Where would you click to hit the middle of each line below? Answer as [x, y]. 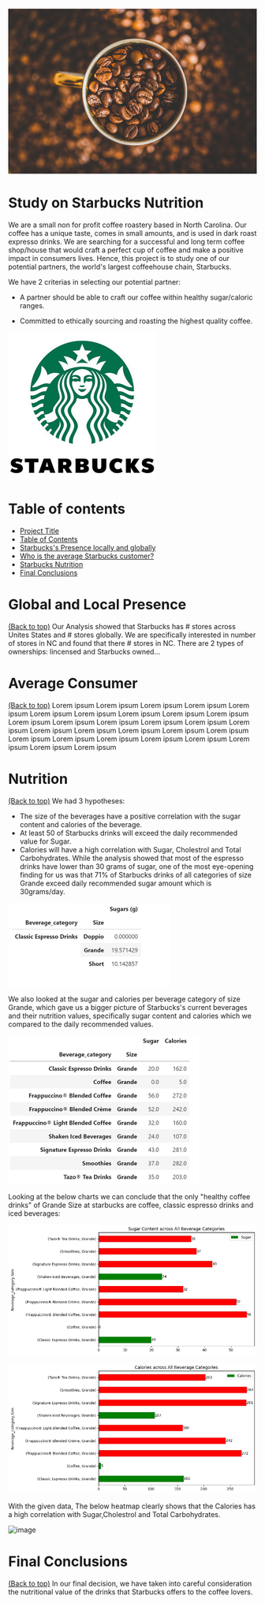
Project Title [39, 531]
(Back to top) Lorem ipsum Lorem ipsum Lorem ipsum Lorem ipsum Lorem [129, 705]
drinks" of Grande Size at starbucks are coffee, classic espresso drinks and [131, 1205]
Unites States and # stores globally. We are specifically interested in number [132, 635]
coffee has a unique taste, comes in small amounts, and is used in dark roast [132, 233]
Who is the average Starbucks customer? [87, 556]
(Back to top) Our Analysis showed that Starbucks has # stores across [122, 626]
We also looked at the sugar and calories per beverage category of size [124, 999]
